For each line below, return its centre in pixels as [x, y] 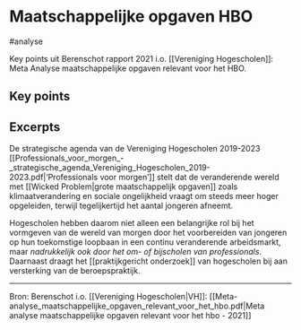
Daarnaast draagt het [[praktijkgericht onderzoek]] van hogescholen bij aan [149, 261]
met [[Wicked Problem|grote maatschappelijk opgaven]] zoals [124, 187]
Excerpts [35, 127]
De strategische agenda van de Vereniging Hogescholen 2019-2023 [135, 149]
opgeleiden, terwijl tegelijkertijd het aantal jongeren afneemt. [121, 206]
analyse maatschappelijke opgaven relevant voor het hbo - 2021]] [130, 316]
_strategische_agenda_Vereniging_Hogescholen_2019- [110, 168]
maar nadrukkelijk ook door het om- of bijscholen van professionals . [136, 252]
